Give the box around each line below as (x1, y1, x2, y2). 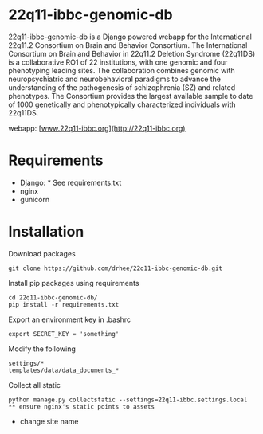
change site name (19, 416, 79, 426)
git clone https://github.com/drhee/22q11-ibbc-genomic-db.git (8, 264, 223, 272)
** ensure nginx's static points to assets (8, 402, 155, 411)
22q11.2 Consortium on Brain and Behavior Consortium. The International (8, 40, 248, 49)
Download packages (8, 248, 76, 258)
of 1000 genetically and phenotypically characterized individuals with (8, 100, 236, 109)
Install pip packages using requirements (8, 278, 139, 287)
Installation (8, 223, 84, 240)
